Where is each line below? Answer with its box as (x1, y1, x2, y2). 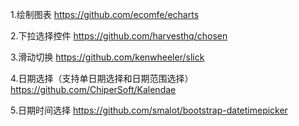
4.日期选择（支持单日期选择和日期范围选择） (10, 73, 194, 84)
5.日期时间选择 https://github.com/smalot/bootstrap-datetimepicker (10, 104, 288, 116)
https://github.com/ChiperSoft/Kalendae (10, 84, 177, 95)
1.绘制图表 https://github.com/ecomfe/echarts (10, 9, 200, 20)
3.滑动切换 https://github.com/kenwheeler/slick (10, 51, 205, 63)
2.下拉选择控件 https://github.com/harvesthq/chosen (10, 30, 228, 42)
